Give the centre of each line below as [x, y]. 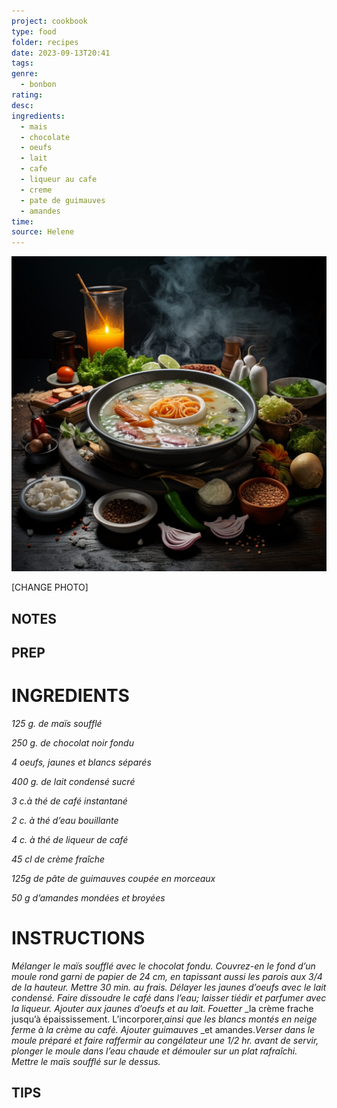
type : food [34, 31]
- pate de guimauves [63, 200]
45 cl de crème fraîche [58, 859]
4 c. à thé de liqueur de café [70, 839]
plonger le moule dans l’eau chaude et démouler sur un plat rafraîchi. [154, 1051]
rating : [27, 95]
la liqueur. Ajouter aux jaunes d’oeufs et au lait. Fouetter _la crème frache [162, 1008]
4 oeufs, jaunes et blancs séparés [81, 762]
